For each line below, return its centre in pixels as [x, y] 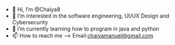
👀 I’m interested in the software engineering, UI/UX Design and [91, 16]
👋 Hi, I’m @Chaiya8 [36, 9]
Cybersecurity [30, 22]
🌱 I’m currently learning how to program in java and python [86, 29]
